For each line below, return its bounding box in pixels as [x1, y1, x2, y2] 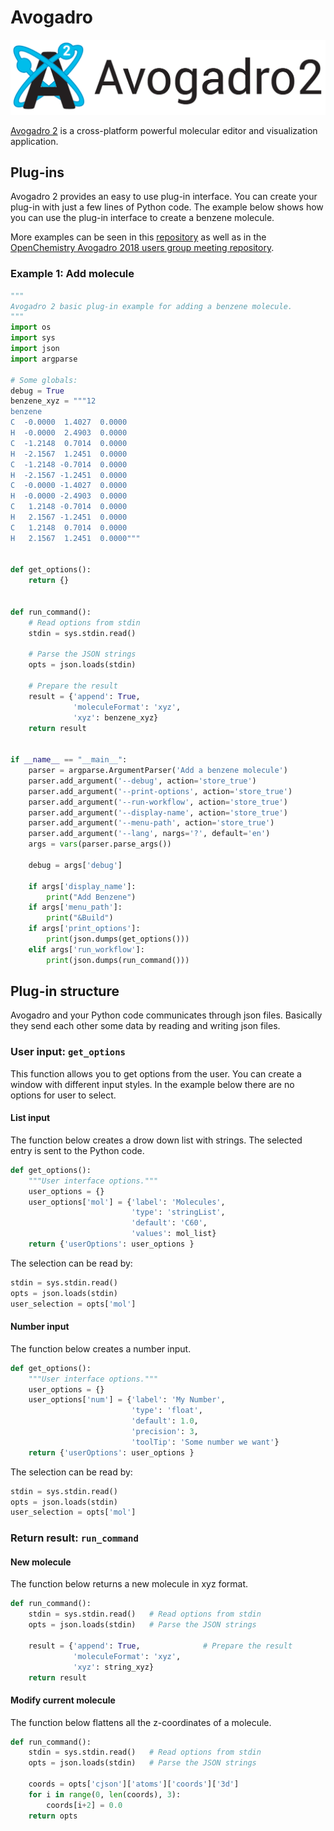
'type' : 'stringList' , [131, 1207, 226, 1218]
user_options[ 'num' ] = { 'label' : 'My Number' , [28, 1395, 226, 1405]
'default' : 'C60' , [131, 1218, 208, 1228]
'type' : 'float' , [131, 1406, 203, 1416]
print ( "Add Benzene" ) [46, 892, 137, 902]
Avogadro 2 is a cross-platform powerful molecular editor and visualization [10, 124, 318, 136]
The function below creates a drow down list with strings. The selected [10, 1134, 303, 1146]
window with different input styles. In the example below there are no [10, 1078, 295, 1090]
